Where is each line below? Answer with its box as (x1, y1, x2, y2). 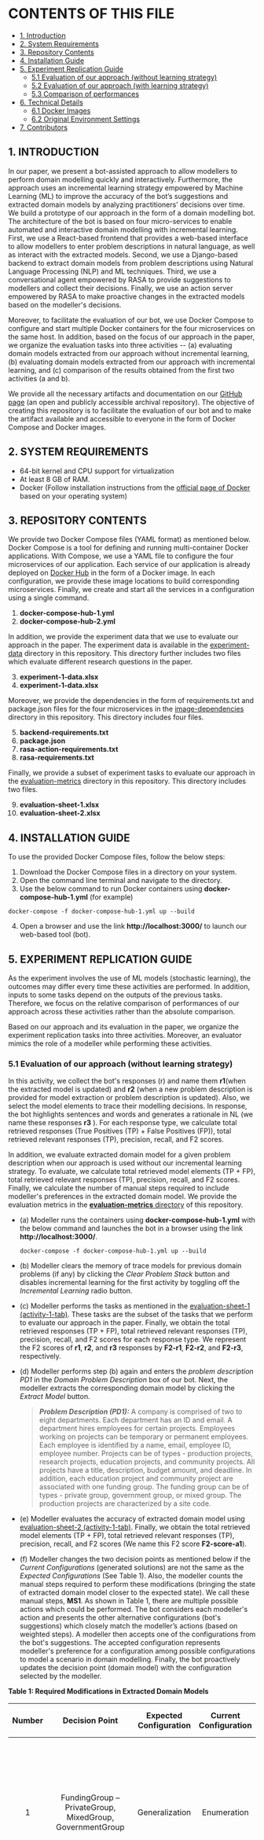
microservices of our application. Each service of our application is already (8, 560, 251, 569)
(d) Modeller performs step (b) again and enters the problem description (19, 1367, 254, 1376)
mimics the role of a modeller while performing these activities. (8, 1039, 212, 1048)
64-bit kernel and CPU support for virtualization (19, 466, 174, 476)
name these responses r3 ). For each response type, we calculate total (8, 1118, 237, 1128)
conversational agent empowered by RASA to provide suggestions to (8, 274, 232, 284)
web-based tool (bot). (19, 929, 91, 940)
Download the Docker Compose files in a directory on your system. (19, 867, 237, 877)
